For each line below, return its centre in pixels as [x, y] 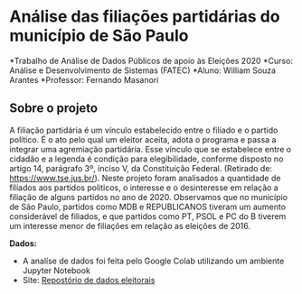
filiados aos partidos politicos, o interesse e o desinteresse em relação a [144, 188]
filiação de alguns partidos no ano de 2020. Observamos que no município [148, 197]
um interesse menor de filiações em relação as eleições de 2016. [130, 225]
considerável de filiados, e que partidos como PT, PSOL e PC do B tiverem [148, 216]
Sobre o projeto [53, 109]
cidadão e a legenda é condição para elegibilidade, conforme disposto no [146, 159]
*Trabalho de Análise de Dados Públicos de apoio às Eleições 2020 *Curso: [151, 60]
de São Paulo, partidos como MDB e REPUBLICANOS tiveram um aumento [148, 207]
